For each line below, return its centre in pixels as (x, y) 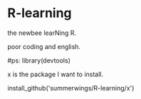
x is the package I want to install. (56, 74)
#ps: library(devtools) (39, 60)
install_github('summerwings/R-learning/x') (71, 88)
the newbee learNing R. (42, 33)
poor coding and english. (44, 46)
